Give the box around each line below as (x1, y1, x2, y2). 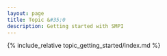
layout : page (7, 10, 44, 17)
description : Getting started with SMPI (7, 23, 125, 29)
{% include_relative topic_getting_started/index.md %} (7, 42, 161, 50)
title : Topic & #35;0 (7, 16, 66, 23)
